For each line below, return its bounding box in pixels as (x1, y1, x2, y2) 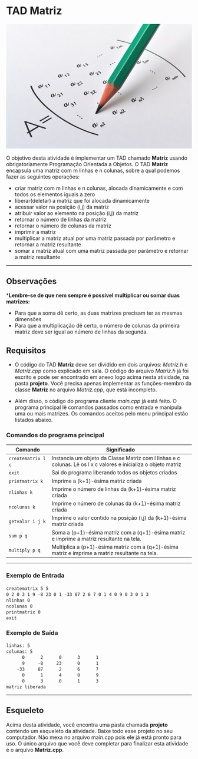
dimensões (14, 316, 42, 323)
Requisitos (6, 345, 46, 355)
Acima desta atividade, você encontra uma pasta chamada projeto (6, 721, 168, 728)
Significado (105, 446, 136, 453)
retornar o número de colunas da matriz (14, 222, 112, 229)
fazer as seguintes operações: (6, 173, 80, 180)
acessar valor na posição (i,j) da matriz (14, 203, 110, 210)
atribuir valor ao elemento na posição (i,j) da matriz (14, 210, 139, 217)
